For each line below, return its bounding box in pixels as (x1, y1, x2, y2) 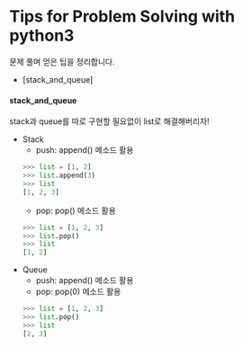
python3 (9, 25, 75, 46)
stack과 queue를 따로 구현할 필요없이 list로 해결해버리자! (9, 116, 210, 127)
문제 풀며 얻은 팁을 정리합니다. (9, 56, 115, 67)
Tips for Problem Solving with (9, 6, 236, 27)
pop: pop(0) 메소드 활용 (35, 286, 121, 298)
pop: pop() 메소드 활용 (35, 205, 117, 216)
